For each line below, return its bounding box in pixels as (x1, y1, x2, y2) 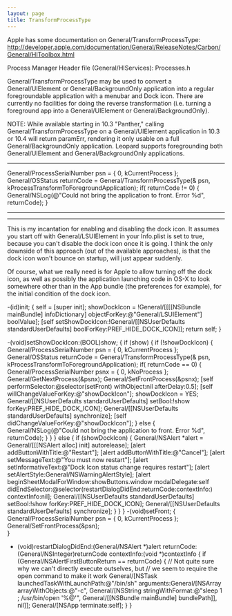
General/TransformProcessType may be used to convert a (7, 77, 173, 85)
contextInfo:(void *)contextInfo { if (108, 550, 206, 558)
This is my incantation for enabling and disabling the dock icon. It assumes (7, 224, 220, 233)
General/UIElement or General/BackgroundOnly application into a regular (7, 84, 215, 93)
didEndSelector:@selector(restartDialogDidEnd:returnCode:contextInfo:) (7, 485, 213, 493)
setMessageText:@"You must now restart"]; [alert (7, 455, 148, 463)
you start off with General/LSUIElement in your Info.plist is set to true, (7, 232, 205, 240)
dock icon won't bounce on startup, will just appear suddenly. (7, 253, 183, 262)
